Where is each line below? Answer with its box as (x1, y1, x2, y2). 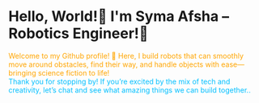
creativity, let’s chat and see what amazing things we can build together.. (8, 84, 251, 95)
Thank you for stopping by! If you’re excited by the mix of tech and (8, 76, 231, 86)
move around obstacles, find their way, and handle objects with (8, 60, 220, 69)
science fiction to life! (37, 68, 110, 77)
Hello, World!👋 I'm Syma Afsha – (8, 7, 229, 26)
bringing (8, 68, 36, 77)
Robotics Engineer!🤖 (8, 24, 149, 43)
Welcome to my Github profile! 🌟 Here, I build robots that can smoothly (8, 51, 244, 60)
